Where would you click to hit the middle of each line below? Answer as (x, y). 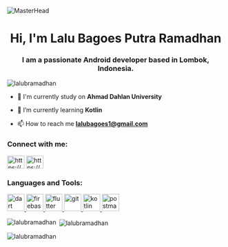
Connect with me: (38, 144)
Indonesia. (116, 69)
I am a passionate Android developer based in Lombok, (116, 60)
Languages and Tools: (45, 182)
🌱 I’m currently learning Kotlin (60, 110)
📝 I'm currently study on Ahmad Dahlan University (90, 97)
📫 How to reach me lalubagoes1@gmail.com (82, 124)
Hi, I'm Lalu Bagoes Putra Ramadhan (116, 39)
